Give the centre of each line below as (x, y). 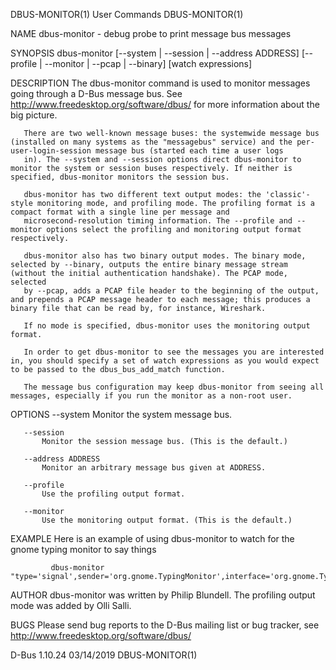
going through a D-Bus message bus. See (96, 93)
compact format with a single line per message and (120, 212)
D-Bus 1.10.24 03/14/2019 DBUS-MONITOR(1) (104, 655)
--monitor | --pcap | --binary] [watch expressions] (148, 63)
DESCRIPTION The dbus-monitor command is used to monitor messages (160, 83)
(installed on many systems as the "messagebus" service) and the (151, 142)
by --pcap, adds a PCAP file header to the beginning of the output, (171, 291)
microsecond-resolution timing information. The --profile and (158, 221)
